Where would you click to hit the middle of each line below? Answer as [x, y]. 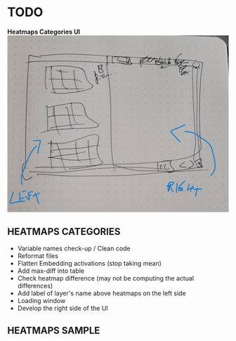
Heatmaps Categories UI [44, 32]
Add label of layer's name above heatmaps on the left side [101, 293]
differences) [35, 286]
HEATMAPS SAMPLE [54, 330]
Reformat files [38, 256]
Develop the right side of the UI [63, 308]
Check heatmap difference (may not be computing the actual [106, 278]
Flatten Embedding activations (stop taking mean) [89, 264]
